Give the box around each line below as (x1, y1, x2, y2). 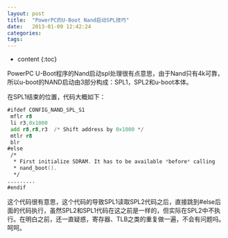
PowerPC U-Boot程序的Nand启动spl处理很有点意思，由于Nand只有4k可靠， (7, 69, 224, 78)
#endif (7, 184, 26, 191)
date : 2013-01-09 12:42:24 (7, 23, 91, 30)
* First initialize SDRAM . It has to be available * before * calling (13, 158, 216, 165)
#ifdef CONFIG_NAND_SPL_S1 (7, 107, 85, 114)
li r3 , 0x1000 (10, 119, 49, 126)
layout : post (7, 10, 45, 17)
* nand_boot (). (13, 164, 58, 171)
